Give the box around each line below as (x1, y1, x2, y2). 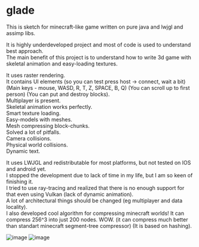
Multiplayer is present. (6, 96, 61, 104)
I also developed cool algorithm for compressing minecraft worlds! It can (6, 210, 185, 217)
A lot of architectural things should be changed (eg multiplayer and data (6, 197, 183, 204)
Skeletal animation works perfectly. (6, 103, 92, 110)
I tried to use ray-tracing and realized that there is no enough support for (6, 184, 185, 191)
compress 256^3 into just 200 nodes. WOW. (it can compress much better (6, 215, 188, 223)
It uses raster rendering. (6, 71, 66, 79)
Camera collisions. (6, 135, 52, 142)
